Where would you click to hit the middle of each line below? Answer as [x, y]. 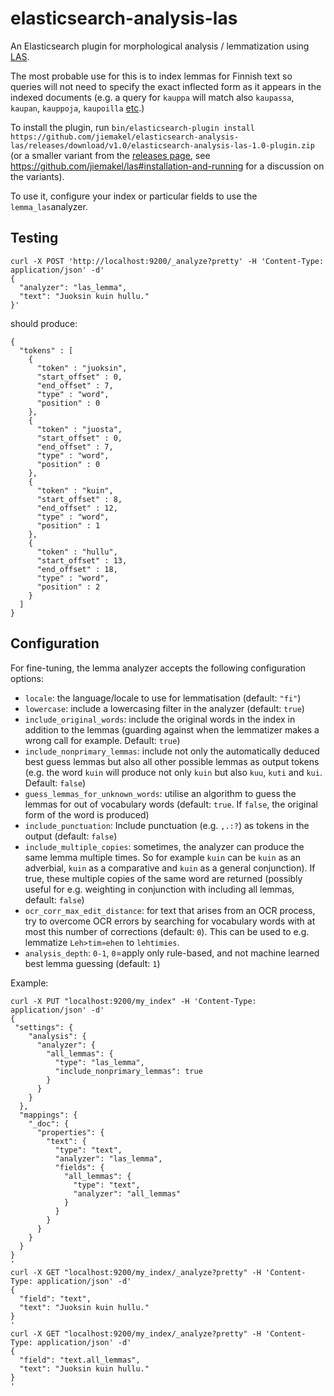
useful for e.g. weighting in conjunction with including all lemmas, [159, 889]
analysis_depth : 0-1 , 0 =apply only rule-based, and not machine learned [172, 953]
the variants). [37, 176]
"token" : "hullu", [77, 552]
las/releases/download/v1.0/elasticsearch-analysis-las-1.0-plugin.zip [162, 145]
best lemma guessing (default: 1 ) [92, 963]
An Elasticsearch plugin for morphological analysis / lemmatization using [160, 46]
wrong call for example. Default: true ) [102, 740]
